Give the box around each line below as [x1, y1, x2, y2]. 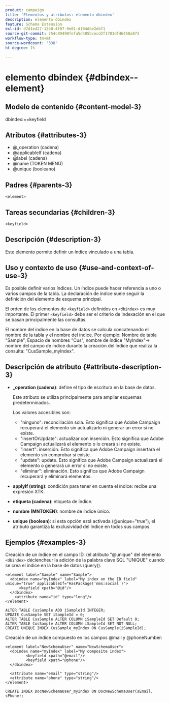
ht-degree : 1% [5, 45, 36, 50]
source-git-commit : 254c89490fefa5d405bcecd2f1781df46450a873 [5, 31, 140, 36]
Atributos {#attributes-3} [5, 131, 87, 140]
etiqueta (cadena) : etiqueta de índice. [12, 498, 93, 504]
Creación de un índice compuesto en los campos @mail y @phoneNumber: [5, 634, 162, 641]
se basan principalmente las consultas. [5, 316, 87, 323]
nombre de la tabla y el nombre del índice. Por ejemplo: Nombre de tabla [5, 332, 157, 338]
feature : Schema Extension [5, 21, 62, 27]
